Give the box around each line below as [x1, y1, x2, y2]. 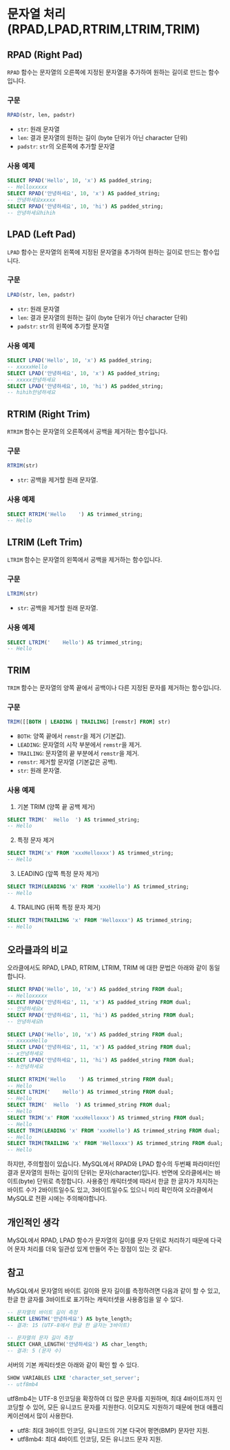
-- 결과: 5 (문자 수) [7, 1347, 62, 1355]
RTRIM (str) [7, 462, 39, 469]
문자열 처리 [7, 6, 66, 22]
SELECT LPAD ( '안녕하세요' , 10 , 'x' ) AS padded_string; [7, 370, 160, 377]
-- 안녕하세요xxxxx [7, 197, 56, 204]
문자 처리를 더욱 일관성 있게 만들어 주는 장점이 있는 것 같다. [14, 1244, 172, 1253]
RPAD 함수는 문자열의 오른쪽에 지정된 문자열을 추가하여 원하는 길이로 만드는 [7, 68, 207, 76]
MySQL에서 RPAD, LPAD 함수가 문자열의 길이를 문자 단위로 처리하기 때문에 [7, 1236, 209, 1244]
